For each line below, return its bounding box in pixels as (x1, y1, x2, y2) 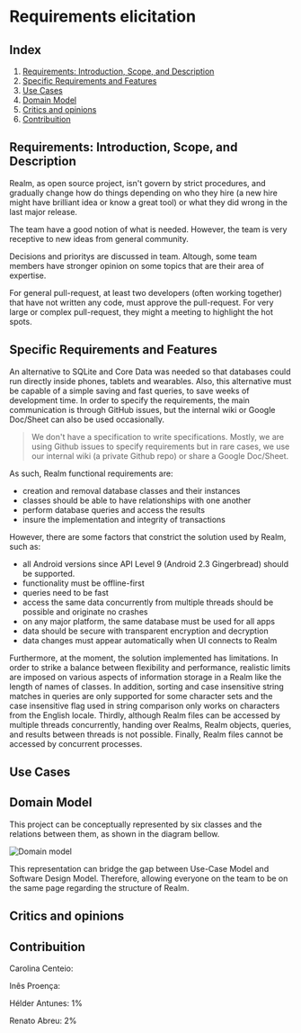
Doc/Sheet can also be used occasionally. (9, 414, 164, 425)
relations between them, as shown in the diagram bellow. (9, 828, 220, 839)
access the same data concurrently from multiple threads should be (22, 597, 274, 607)
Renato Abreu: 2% (9, 1015, 77, 1027)
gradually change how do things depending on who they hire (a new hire (9, 187, 279, 198)
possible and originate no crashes (22, 606, 148, 617)
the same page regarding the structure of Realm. (9, 882, 190, 893)
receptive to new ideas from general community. (9, 233, 189, 244)
